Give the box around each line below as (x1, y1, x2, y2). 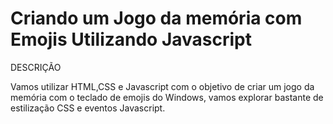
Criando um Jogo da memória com (10, 7, 303, 30)
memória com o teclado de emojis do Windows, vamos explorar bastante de (10, 91, 324, 103)
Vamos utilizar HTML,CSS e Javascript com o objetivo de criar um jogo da (10, 80, 315, 92)
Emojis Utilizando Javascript (10, 28, 252, 51)
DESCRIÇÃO (10, 61, 62, 73)
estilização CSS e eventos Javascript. (10, 102, 166, 114)
